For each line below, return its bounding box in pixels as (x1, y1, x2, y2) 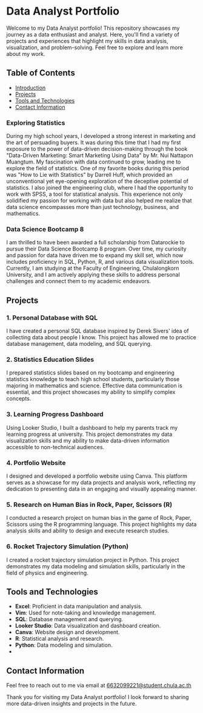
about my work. (6, 50, 45, 57)
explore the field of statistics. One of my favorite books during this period (6, 165, 189, 172)
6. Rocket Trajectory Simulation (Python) (6, 542, 129, 551)
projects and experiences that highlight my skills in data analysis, (6, 37, 168, 44)
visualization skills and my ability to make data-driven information (6, 436, 170, 444)
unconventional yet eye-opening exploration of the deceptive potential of (6, 177, 189, 185)
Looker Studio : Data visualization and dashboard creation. (15, 622, 161, 630)
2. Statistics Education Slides (6, 355, 95, 363)
